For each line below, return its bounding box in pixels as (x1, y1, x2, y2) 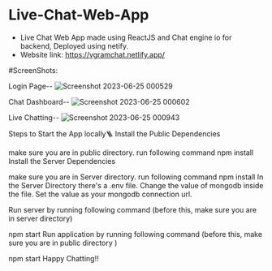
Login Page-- (8, 81, 53, 91)
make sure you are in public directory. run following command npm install (8, 148, 254, 157)
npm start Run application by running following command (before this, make (8, 229, 262, 239)
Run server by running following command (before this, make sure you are (8, 204, 257, 214)
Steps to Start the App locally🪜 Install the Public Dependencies (8, 128, 221, 139)
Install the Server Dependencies (8, 156, 116, 166)
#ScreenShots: (8, 65, 58, 75)
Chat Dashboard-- (8, 97, 70, 106)
